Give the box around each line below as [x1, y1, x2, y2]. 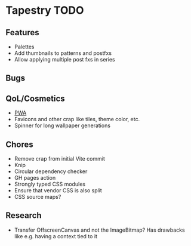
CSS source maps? [14, 193, 61, 201]
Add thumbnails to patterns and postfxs [14, 50, 112, 57]
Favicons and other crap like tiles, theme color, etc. [14, 116, 140, 123]
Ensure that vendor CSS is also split [14, 187, 102, 194]
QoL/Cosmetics [5, 93, 65, 103]
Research [5, 210, 42, 221]
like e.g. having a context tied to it [14, 232, 98, 239]
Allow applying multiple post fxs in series [14, 56, 115, 63]
